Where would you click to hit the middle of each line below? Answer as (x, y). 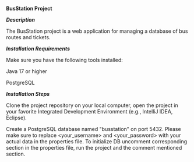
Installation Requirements (38, 49)
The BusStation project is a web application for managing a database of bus (97, 31)
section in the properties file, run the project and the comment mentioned (94, 148)
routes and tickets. (28, 37)
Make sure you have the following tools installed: (65, 60)
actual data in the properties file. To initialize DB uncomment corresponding (97, 142)
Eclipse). (17, 118)
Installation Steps (28, 94)
